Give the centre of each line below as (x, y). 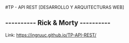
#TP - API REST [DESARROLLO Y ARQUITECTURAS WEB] (65, 7)
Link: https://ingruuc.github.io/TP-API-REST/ (51, 35)
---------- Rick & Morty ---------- (58, 23)
